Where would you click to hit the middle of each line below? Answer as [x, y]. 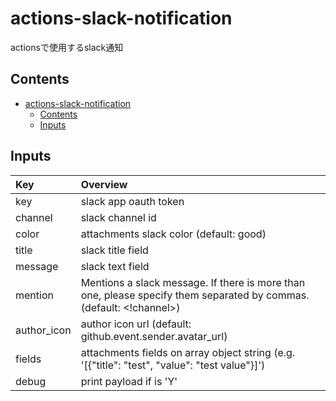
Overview [104, 184]
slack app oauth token [132, 201]
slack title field [114, 250]
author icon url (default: [136, 324]
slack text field [115, 266]
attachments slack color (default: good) [173, 234]
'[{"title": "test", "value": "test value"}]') [173, 365]
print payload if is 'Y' [129, 381]
